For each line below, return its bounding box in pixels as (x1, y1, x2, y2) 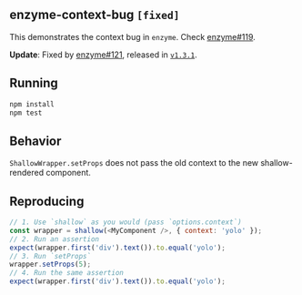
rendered (9, 168, 44, 178)
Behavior (9, 133, 62, 148)
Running (9, 76, 59, 91)
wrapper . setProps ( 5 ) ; (9, 259, 92, 270)
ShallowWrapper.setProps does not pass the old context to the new (9, 158, 259, 168)
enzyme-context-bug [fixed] (9, 7, 180, 23)
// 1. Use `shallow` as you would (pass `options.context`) (9, 218, 243, 227)
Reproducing (9, 193, 85, 209)
